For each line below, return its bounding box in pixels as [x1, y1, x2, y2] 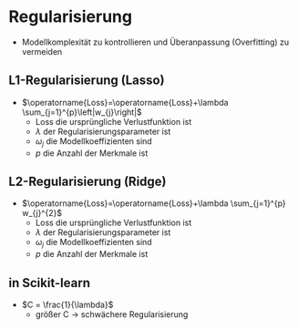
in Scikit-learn [8, 275, 90, 291]
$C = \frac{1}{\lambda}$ [21, 299, 114, 310]
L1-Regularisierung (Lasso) [8, 73, 165, 88]
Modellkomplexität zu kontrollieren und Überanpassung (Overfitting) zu [21, 36, 290, 47]
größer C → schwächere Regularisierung [35, 308, 189, 320]
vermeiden [21, 46, 63, 57]
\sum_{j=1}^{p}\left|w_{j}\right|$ [21, 107, 142, 118]
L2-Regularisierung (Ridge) [8, 173, 167, 189]
